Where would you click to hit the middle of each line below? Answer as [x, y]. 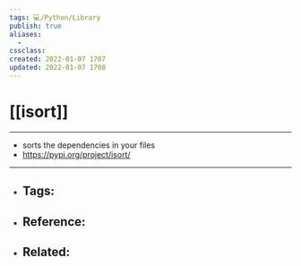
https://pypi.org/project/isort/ [77, 154]
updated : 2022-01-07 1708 [57, 68]
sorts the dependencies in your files [89, 145]
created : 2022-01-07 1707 [57, 59]
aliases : [26, 34]
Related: [46, 252]
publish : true [36, 26]
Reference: [54, 222]
